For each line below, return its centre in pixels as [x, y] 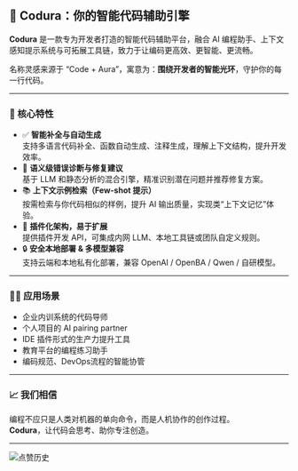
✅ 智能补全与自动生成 [62, 135]
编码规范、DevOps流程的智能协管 [83, 362]
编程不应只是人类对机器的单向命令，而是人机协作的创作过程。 [122, 419]
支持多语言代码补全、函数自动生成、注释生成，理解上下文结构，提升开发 [154, 146]
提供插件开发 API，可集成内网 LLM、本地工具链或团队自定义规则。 [143, 237]
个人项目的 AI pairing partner [74, 328]
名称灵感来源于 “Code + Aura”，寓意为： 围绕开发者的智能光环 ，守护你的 [142, 68]
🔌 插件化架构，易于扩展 [65, 227]
